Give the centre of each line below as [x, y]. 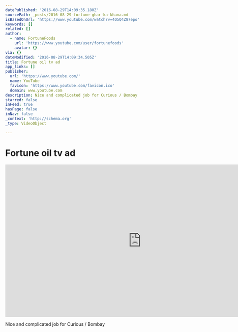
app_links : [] [20, 67]
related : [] [18, 29]
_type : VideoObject [26, 123]
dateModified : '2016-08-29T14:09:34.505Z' [51, 57]
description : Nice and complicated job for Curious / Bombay [71, 95]
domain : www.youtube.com [36, 90]
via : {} [13, 52]
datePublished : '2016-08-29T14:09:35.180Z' [52, 10]
